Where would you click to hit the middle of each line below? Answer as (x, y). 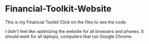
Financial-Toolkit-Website (58, 9)
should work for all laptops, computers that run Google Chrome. (69, 36)
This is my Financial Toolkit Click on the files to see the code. (66, 22)
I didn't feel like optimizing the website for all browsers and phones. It (74, 31)
